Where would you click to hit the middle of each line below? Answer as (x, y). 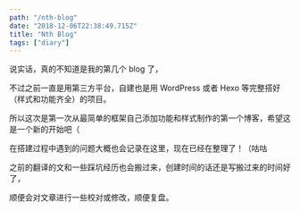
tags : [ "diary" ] (39, 42)
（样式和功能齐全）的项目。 (60, 99)
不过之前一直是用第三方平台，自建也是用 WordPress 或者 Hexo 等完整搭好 (145, 88)
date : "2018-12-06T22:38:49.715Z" (74, 26)
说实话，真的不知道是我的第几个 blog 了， (86, 69)
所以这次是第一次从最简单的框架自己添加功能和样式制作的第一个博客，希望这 (150, 118)
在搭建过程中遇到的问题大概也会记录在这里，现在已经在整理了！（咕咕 (138, 148)
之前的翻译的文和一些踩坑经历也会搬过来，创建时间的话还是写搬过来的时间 (146, 167)
